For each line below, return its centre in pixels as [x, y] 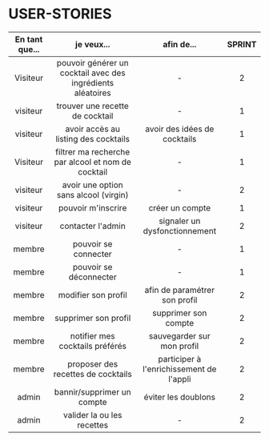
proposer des [93, 363]
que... [29, 49]
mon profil [180, 346]
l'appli [179, 379]
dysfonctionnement [180, 231]
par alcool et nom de [93, 162]
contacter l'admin [92, 226]
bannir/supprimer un [92, 391]
